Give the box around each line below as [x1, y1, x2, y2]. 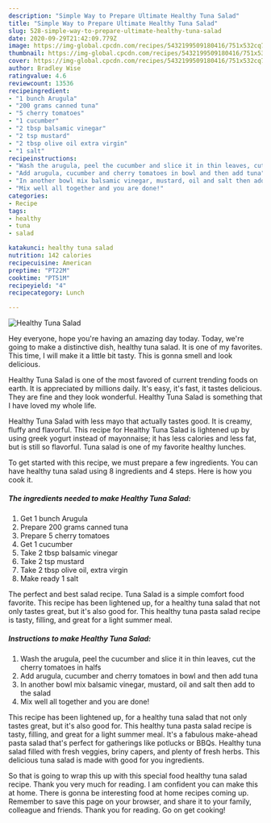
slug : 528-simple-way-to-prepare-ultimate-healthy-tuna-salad [8, 27, 222, 35]
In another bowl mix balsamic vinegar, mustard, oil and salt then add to [19, 679, 256, 690]
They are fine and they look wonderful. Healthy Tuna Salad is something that [8, 392, 263, 402]
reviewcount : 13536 [8, 79, 74, 87]
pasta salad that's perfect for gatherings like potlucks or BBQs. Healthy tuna [8, 738, 261, 748]
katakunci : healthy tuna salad [8, 244, 114, 253]
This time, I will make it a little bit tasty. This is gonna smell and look [8, 351, 232, 361]
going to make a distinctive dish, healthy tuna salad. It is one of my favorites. [8, 342, 263, 352]
